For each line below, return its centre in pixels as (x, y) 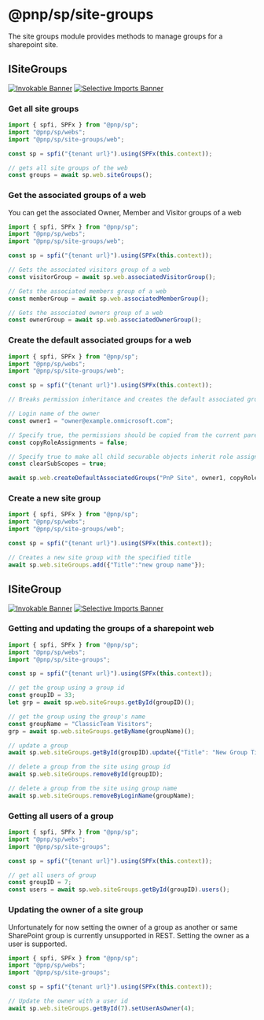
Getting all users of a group (61, 816)
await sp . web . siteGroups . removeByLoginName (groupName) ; (101, 795)
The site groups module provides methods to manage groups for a (115, 36)
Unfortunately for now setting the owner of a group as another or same (123, 927)
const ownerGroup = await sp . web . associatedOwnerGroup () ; (105, 320)
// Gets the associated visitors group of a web (89, 270)
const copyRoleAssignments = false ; (68, 442)
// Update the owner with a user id (68, 1001)
